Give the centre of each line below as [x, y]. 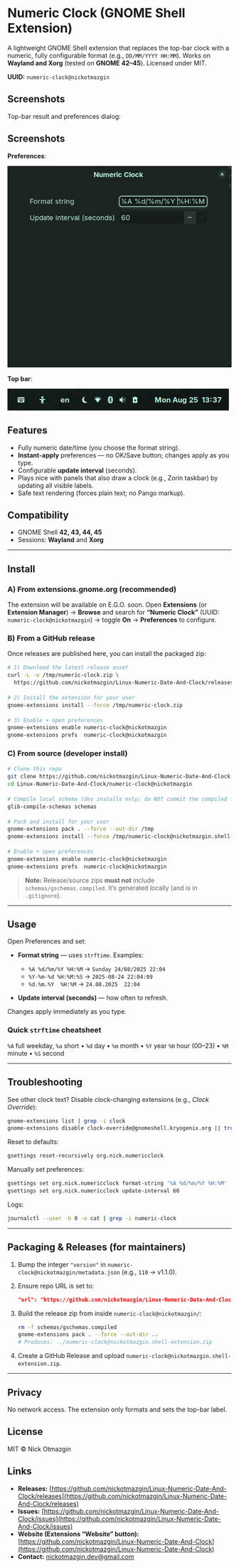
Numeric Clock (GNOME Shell [96, 13]
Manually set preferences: [46, 1170]
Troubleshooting [45, 1082]
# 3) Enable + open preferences [55, 720]
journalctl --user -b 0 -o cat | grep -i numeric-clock [92, 1218]
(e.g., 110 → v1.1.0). [149, 1272]
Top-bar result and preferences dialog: [64, 116]
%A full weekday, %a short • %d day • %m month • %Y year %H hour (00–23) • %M [118, 1045]
